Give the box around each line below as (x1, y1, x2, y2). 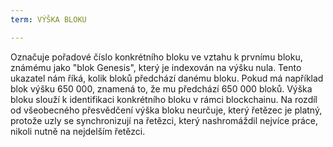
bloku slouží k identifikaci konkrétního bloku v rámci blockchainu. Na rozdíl (10, 93, 318, 105)
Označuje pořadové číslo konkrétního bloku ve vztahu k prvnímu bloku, (10, 51, 303, 63)
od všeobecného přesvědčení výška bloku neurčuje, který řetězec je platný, (10, 104, 323, 116)
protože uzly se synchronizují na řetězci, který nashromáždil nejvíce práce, (10, 114, 319, 126)
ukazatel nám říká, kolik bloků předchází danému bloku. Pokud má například (10, 72, 324, 84)
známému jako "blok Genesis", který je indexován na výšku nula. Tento (10, 61, 302, 73)
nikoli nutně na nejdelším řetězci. (10, 125, 146, 137)
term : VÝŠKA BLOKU (10, 14, 87, 25)
